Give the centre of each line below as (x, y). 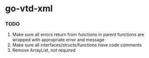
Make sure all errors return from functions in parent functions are (78, 34)
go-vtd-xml (29, 9)
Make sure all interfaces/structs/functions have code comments (77, 45)
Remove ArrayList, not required (44, 50)
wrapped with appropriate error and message (58, 40)
